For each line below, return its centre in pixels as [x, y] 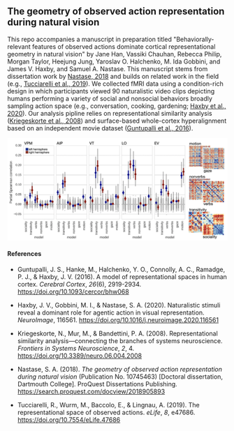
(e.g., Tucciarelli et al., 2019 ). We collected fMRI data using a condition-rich [115, 84]
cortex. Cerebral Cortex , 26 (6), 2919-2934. [79, 284]
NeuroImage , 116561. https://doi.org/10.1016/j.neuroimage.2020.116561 [118, 319]
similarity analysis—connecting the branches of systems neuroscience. [120, 340]
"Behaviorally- [194, 39]
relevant [19, 46]
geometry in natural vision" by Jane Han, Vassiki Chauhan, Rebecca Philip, [115, 54]
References [24, 254]
